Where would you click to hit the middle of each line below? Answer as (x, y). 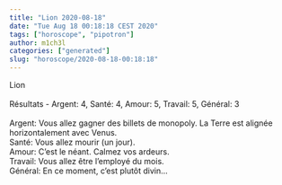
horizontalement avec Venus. (63, 132)
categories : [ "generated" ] (60, 51)
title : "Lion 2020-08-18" (57, 18)
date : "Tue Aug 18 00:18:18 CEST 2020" (84, 26)
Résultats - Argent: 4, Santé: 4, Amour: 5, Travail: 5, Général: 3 (124, 104)
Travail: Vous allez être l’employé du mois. (87, 161)
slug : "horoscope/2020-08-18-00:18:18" (84, 59)
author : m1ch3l (38, 43)
